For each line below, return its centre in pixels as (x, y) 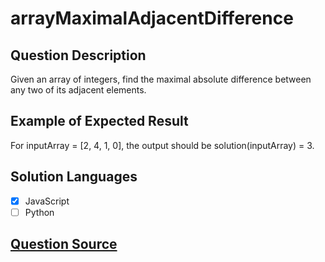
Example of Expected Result (99, 121)
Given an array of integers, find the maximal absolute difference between (161, 79)
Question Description (78, 55)
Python (39, 212)
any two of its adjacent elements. (78, 90)
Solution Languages (74, 177)
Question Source (64, 244)
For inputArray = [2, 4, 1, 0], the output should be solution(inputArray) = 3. (162, 145)
